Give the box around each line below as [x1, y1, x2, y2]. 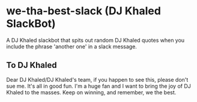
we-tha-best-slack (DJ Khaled [6, 4, 161, 18]
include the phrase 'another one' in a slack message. [6, 43, 137, 50]
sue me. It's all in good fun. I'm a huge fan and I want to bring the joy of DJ [6, 82, 191, 89]
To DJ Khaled [6, 60, 57, 70]
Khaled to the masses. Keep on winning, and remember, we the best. [6, 88, 177, 96]
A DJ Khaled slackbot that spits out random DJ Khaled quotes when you [6, 36, 185, 44]
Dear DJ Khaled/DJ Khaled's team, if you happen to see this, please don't [6, 76, 189, 83]
